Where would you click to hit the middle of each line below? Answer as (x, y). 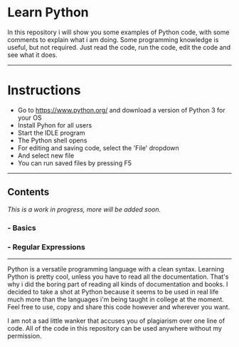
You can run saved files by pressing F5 (74, 163)
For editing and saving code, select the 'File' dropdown (98, 147)
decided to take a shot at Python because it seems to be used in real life (113, 291)
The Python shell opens (52, 140)
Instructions (44, 90)
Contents (28, 192)
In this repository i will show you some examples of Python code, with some (118, 32)
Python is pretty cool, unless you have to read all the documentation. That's (118, 276)
